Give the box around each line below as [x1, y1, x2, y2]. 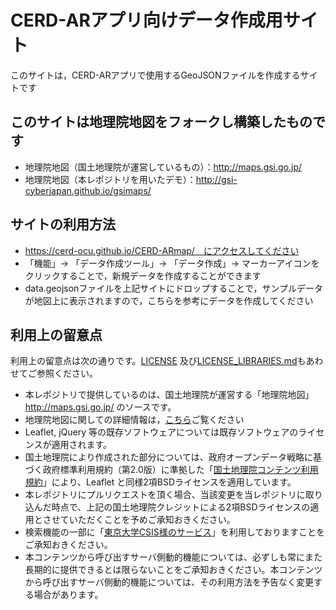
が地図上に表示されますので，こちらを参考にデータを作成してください [24, 294, 314, 306]
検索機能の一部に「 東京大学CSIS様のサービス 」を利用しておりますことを [24, 526, 325, 538]
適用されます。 [51, 439, 113, 451]
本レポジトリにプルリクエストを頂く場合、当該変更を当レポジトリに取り [24, 489, 323, 501]
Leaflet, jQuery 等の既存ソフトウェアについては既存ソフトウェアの [24, 426, 299, 438]
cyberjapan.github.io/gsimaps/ [24, 184, 152, 196]
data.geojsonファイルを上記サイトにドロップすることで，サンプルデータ [24, 282, 323, 294]
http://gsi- [195, 173, 238, 185]
